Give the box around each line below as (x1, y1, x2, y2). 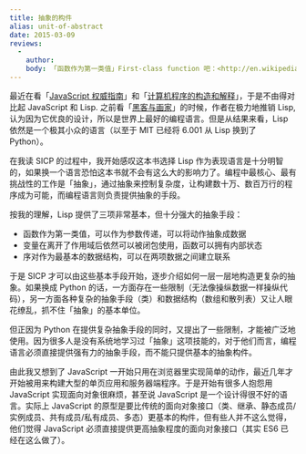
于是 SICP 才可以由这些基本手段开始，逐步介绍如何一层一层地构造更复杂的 (9, 270, 288, 281)
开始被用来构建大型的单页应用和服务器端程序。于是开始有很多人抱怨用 (9, 377, 273, 388)
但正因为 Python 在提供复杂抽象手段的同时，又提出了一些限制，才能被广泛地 (9, 324, 296, 335)
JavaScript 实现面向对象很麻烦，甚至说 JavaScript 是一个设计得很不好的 (9, 388, 280, 399)
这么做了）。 (25, 434, 70, 445)
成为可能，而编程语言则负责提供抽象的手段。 (16, 189, 185, 201)
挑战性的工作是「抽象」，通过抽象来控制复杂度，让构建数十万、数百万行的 (9, 178, 285, 189)
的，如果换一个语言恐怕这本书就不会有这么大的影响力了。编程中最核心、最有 (9, 166, 297, 178)
